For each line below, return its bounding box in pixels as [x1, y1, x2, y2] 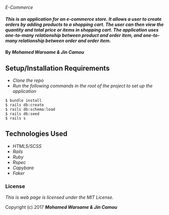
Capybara [12, 165, 34, 171]
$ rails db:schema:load [5, 107, 56, 112]
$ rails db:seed [5, 111, 39, 116]
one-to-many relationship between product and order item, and [5, 32, 143, 38]
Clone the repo [12, 77, 44, 83]
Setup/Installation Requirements [5, 64, 110, 73]
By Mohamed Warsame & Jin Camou [5, 49, 85, 55]
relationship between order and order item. [18, 38, 111, 44]
